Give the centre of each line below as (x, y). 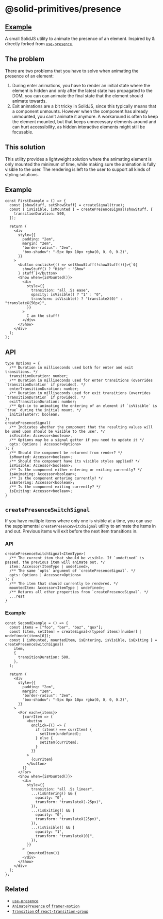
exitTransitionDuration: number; (43, 402)
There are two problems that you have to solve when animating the (72, 71)
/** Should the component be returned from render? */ (66, 453)
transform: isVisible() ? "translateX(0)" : (77, 299)
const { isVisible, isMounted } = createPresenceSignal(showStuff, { (81, 210)
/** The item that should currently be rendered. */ (64, 584)
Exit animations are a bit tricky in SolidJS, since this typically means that (84, 106)
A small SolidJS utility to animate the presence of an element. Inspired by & (80, 38)
